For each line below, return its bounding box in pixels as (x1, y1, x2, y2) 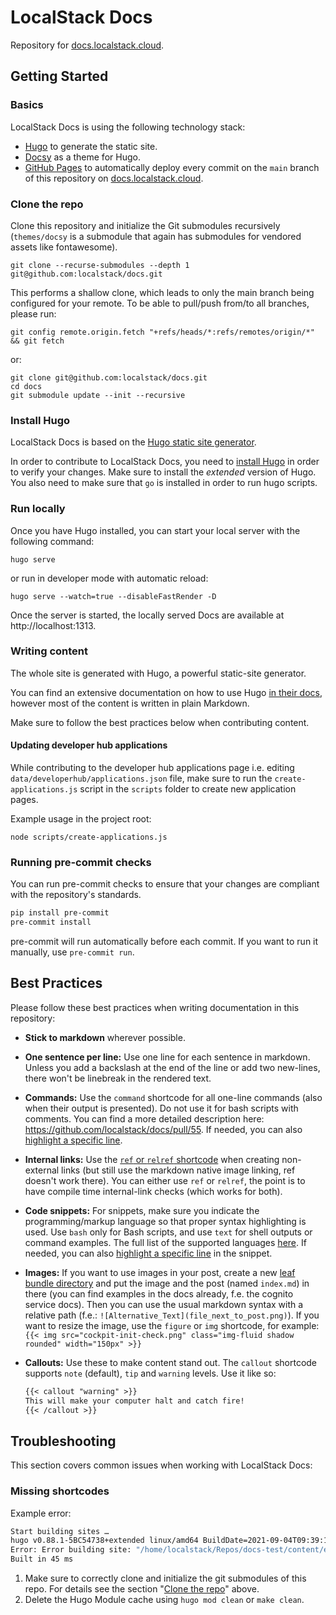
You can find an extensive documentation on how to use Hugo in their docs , (10, 686, 323, 698)
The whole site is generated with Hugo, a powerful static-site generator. (10, 667, 307, 679)
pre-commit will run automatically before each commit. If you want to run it (10, 936, 319, 948)
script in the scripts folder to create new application (79, 783, 297, 795)
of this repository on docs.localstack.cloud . (24, 172, 204, 184)
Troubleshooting (10, 1432, 117, 1450)
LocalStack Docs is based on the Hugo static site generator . (10, 436, 257, 448)
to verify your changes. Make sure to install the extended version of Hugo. (10, 466, 317, 478)
